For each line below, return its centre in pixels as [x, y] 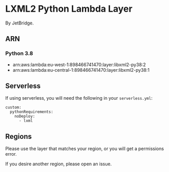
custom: [13, 107]
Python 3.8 [19, 53]
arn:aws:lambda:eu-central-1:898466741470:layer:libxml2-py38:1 [81, 70]
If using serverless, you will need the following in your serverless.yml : [79, 98]
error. [11, 154]
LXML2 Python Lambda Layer [69, 9]
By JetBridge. [20, 23]
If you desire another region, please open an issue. [59, 164]
